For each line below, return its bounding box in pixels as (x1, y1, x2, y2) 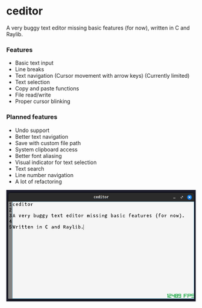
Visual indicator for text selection (14, 159, 97, 166)
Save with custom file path (14, 139, 81, 146)
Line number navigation (14, 171, 74, 178)
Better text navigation (14, 133, 69, 140)
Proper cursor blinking (14, 98, 71, 105)
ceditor (6, 4, 43, 18)
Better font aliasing (14, 152, 62, 159)
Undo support (14, 127, 50, 134)
